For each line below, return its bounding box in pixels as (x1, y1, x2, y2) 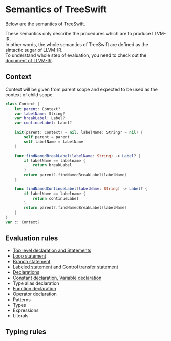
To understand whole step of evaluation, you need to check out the (5, 52, 147, 58)
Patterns (12, 296, 31, 303)
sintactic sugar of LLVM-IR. (5, 47, 63, 53)
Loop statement (12, 252, 46, 259)
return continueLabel (32, 196, 79, 201)
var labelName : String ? (14, 111, 66, 116)
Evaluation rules (5, 234, 58, 243)
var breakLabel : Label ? (14, 116, 66, 121)
